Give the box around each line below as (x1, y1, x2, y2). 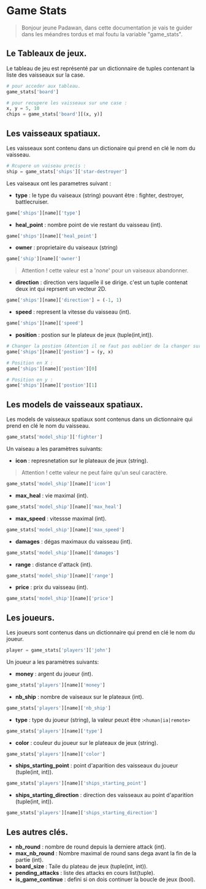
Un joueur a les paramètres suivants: (6, 658, 99, 666)
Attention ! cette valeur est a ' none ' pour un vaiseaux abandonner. (21, 267, 189, 274)
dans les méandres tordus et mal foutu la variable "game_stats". (21, 30, 183, 37)
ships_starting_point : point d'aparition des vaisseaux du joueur (15, 762, 178, 769)
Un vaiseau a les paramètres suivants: (6, 445, 103, 452)
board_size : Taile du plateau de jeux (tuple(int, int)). (15, 863, 148, 870)
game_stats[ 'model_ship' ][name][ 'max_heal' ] (6, 504, 122, 510)
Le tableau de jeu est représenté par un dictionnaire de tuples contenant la (6, 64, 195, 72)
